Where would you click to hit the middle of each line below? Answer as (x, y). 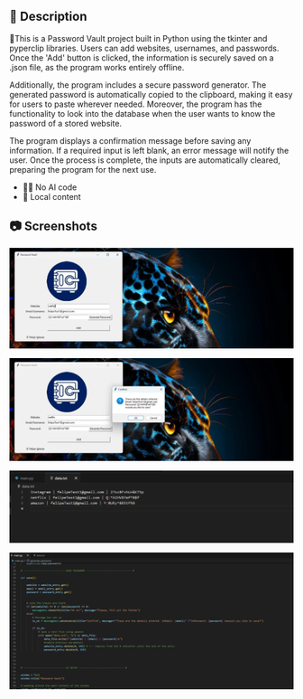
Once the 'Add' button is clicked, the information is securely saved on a (142, 57)
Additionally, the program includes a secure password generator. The (138, 85)
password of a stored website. (66, 123)
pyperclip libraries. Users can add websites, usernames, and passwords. (144, 48)
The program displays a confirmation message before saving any (130, 140)
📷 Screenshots (53, 227)
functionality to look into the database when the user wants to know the (142, 113)
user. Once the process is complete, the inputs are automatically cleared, (145, 160)
